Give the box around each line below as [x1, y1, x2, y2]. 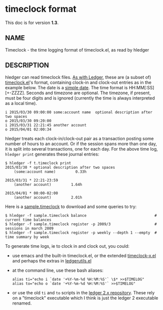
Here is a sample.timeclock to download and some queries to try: [5, 204, 137, 209]
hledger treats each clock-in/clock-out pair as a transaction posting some [5, 135, 154, 141]
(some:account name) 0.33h [14, 169, 87, 174]
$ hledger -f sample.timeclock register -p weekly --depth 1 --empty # [5, 230, 157, 235]
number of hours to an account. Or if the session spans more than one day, [5, 141, 157, 147]
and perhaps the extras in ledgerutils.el [12, 258, 92, 263]
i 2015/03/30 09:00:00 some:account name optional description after [5, 109, 153, 115]
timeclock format [5, 3, 77, 15]
